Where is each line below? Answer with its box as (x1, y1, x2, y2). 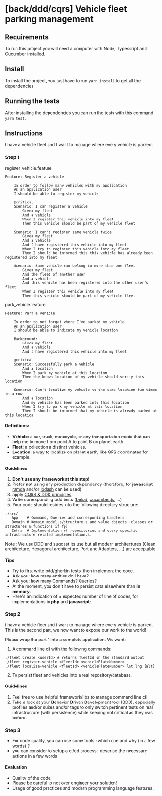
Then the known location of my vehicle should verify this (22, 375, 145, 379)
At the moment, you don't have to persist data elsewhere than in (12, 583, 141, 589)
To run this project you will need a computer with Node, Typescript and (5, 46, 147, 51)
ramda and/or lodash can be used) (12, 486, 81, 492)
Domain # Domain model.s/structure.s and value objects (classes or (11, 520, 153, 525)
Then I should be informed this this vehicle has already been (22, 250, 153, 255)
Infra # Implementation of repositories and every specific (11, 528, 138, 533)
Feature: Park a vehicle (5, 311, 55, 316)
